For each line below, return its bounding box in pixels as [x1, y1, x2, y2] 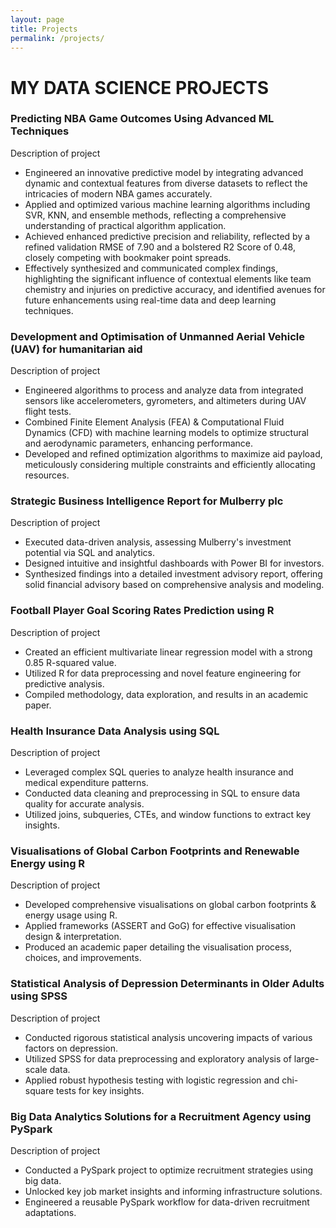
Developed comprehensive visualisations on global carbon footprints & [24, 899, 317, 911]
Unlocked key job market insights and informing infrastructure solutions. [24, 1185, 323, 1197]
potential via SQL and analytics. [24, 547, 155, 559]
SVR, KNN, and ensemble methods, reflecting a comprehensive [24, 209, 287, 221]
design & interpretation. [24, 931, 122, 943]
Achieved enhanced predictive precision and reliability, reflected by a [24, 230, 311, 242]
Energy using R [10, 856, 86, 870]
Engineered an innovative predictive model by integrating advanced [24, 166, 304, 178]
